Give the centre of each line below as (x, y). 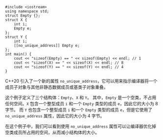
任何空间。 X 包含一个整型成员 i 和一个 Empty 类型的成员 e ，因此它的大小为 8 (81, 104)
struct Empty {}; (23, 16)
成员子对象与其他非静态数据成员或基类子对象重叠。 (57, 87)
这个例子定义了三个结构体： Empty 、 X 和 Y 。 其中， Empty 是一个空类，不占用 (81, 97)
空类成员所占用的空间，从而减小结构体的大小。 (52, 132)
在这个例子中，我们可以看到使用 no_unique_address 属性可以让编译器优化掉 (81, 126)
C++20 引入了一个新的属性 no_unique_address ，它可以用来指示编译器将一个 (81, 81)
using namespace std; (27, 11)
